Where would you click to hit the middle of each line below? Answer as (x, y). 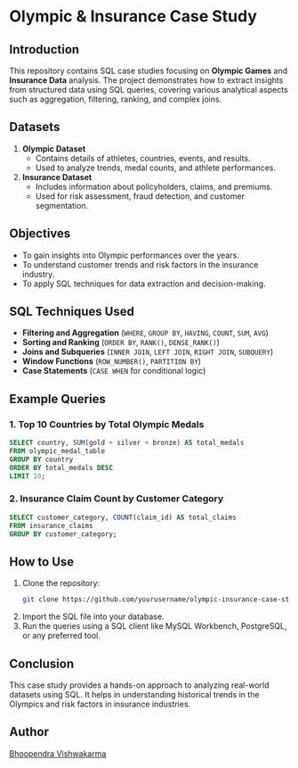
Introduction (44, 50)
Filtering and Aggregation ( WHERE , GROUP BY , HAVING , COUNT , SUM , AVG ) (145, 333)
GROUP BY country (41, 459)
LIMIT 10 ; (28, 476)
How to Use (42, 562)
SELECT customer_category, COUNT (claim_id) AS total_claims (123, 517)
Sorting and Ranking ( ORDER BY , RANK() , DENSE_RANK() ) (121, 343)
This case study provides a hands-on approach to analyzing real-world (139, 685)
